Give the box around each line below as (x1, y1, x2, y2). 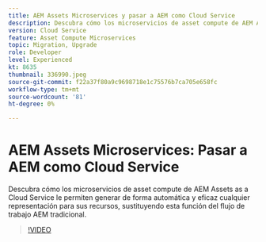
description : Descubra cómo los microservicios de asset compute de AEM (8, 19, 253, 27)
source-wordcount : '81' (8, 93, 87, 101)
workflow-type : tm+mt (8, 85, 80, 94)
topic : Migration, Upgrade (8, 41, 97, 49)
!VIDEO (27, 225, 51, 235)
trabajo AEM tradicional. (8, 209, 87, 219)
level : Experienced (8, 56, 73, 64)
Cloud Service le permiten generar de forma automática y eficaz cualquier (8, 193, 251, 202)
